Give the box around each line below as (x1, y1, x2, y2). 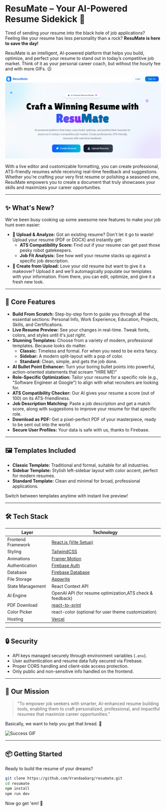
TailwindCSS (51, 548, 78, 555)
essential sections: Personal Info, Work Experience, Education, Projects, (12, 316, 159, 322)
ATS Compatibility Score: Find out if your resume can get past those (19, 242, 161, 248)
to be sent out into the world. (12, 422, 72, 428)
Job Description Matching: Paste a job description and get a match (12, 400, 151, 406)
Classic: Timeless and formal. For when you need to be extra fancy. (19, 348, 158, 354)
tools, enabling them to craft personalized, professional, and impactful (17, 705, 160, 711)
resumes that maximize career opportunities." (17, 711, 110, 717)
